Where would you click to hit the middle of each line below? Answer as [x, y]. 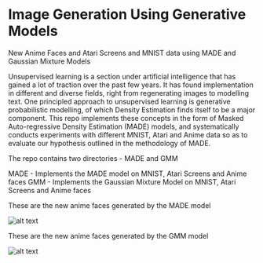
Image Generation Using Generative [127, 15]
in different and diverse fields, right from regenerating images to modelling [129, 93]
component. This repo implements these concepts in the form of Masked [126, 118]
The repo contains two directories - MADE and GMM [93, 158]
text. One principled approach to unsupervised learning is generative [119, 101]
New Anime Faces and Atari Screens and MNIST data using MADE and [122, 53]
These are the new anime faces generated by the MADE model [110, 205]
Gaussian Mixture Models [49, 61]
